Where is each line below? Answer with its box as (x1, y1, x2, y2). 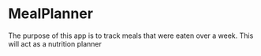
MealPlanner (8, 5, 93, 23)
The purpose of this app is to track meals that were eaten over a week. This (8, 31, 254, 40)
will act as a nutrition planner (8, 39, 103, 48)
